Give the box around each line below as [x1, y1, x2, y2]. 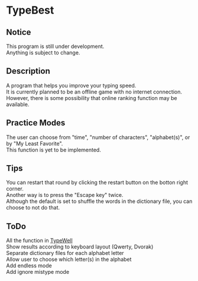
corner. [6, 185, 24, 192]
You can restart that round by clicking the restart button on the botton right [6, 179, 188, 186]
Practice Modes [6, 118, 66, 128]
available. [6, 101, 30, 108]
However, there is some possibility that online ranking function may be [6, 94, 177, 101]
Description [6, 66, 50, 76]
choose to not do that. [6, 204, 60, 211]
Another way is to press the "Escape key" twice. [6, 192, 124, 199]
